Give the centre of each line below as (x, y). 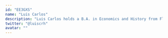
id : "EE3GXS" (19, 10)
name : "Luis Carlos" (27, 14)
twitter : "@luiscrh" (27, 23)
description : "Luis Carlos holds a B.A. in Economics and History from (81, 19)
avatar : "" (16, 28)
